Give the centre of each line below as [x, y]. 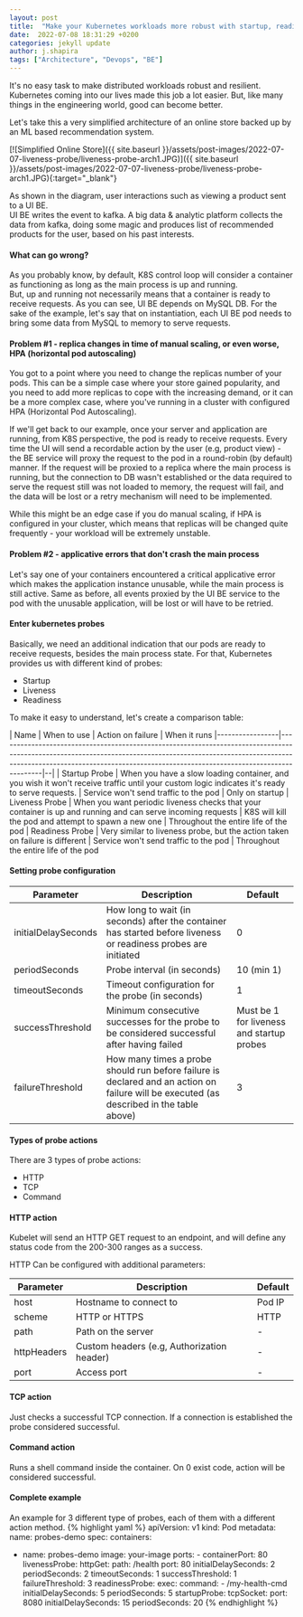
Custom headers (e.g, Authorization [151, 1347]
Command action [42, 1447]
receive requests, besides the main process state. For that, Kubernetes [141, 653]
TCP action [31, 1397]
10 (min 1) [259, 970]
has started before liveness [164, 932]
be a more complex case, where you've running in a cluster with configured [150, 402]
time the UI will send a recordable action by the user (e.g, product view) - [145, 449]
